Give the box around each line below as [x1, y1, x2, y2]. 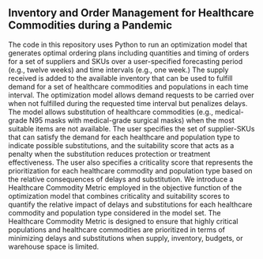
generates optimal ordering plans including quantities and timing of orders [8, 48, 250, 58]
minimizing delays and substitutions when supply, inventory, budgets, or [8, 233, 243, 242]
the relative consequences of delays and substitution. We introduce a [8, 174, 234, 184]
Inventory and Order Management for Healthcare [8, 6, 254, 20]
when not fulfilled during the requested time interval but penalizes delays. [8, 98, 248, 108]
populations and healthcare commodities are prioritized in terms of [8, 225, 226, 234]
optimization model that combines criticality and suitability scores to [8, 191, 231, 200]
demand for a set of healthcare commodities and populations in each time [8, 82, 249, 91]
